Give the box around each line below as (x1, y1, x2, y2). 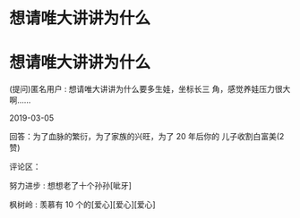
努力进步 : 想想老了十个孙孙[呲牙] (9, 180, 133, 191)
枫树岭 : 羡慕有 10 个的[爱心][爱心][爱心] (9, 199, 156, 210)
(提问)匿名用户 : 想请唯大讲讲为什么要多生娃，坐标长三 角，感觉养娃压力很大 (9, 84, 291, 95)
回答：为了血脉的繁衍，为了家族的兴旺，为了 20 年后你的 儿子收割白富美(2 (9, 131, 285, 142)
